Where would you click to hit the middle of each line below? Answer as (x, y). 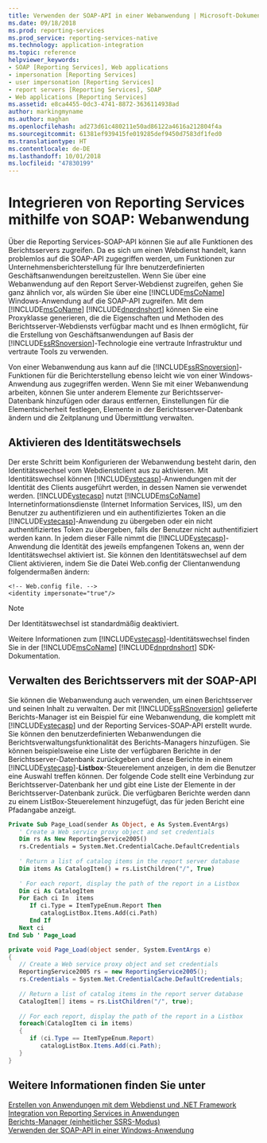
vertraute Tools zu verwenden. (58, 352)
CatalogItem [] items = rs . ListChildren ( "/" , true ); (106, 1001)
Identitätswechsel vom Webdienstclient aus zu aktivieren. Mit (108, 470)
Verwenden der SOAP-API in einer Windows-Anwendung (101, 1129)
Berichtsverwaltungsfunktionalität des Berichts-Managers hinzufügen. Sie (129, 742)
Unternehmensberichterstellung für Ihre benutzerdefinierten (106, 267)
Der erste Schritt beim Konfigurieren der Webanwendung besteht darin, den (132, 461)
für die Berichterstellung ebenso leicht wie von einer (132, 375)
